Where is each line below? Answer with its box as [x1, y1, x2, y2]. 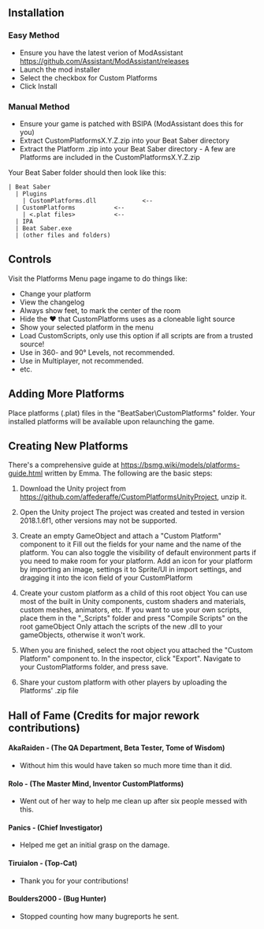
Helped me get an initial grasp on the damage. [19, 840, 170, 850]
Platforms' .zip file [19, 686, 79, 696]
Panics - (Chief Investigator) [8, 823, 103, 832]
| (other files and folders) [15, 231, 111, 239]
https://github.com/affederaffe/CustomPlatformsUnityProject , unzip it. [19, 492, 247, 502]
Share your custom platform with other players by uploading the [19, 677, 227, 687]
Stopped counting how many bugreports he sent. [19, 911, 180, 921]
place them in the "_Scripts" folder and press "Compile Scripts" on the [19, 614, 248, 623]
